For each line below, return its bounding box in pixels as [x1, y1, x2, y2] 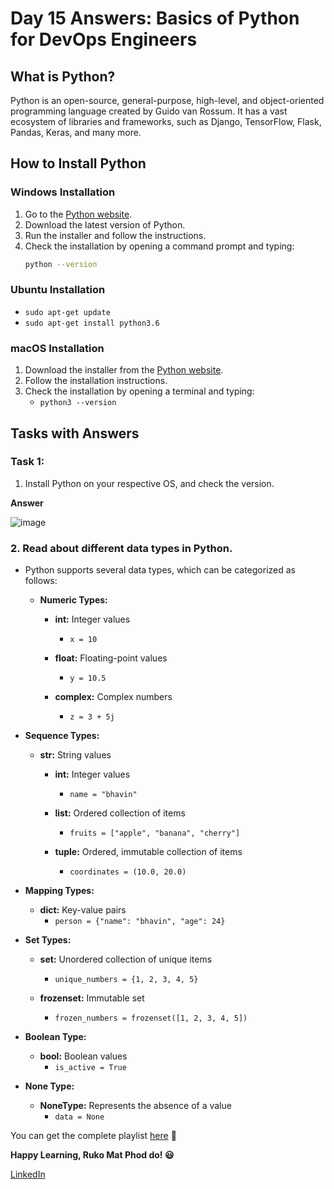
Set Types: [24, 934, 72, 946]
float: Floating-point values [54, 652, 168, 664]
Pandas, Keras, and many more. [10, 127, 142, 138]
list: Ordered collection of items [54, 807, 186, 819]
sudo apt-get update [24, 307, 111, 317]
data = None [54, 1112, 105, 1122]
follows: [24, 575, 58, 587]
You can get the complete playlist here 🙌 [10, 1130, 177, 1142]
